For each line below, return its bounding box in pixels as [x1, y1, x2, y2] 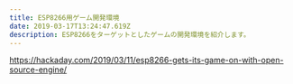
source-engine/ [9, 64, 68, 75]
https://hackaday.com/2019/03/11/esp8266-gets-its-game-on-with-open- [9, 55, 284, 66]
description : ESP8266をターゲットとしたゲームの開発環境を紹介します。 [9, 30, 251, 39]
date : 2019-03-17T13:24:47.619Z [9, 22, 131, 31]
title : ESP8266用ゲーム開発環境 [9, 13, 120, 23]
